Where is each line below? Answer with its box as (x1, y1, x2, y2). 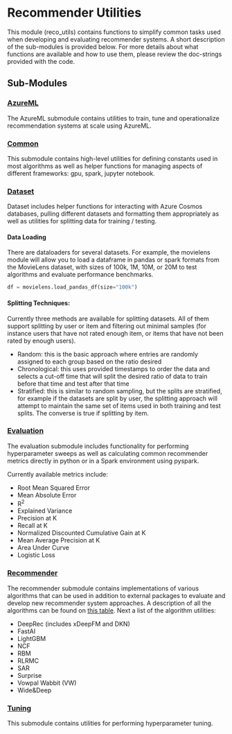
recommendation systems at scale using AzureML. (7, 121, 152, 130)
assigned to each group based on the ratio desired (17, 357, 162, 366)
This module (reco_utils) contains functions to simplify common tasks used (7, 28, 222, 36)
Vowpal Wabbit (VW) (17, 678, 77, 687)
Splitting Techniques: (7, 298, 71, 307)
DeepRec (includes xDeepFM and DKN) (17, 620, 130, 628)
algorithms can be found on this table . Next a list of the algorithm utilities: (7, 606, 216, 615)
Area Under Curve (17, 543, 69, 552)
